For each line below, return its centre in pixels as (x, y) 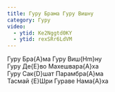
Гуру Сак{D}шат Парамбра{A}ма (55, 74)
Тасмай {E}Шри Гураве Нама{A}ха (58, 81)
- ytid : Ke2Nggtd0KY (43, 33)
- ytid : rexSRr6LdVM (43, 39)
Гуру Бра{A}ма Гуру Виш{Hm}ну (54, 59)
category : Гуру (29, 20)
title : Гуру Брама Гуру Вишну (51, 13)
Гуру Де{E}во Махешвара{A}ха (53, 66)
